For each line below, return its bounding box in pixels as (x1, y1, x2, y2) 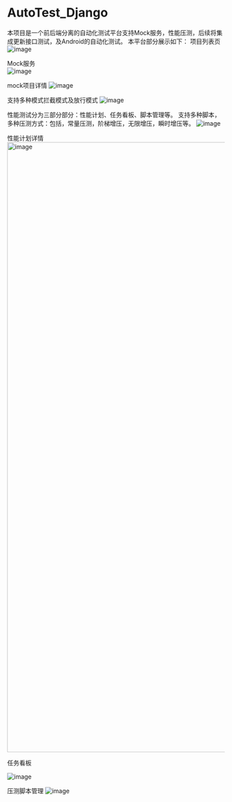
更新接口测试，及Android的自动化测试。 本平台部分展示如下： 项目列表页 (12, 37, 221, 46)
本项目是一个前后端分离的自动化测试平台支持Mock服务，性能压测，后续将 (7, 28, 217, 37)
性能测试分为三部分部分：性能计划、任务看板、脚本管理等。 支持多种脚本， (7, 111, 221, 119)
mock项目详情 (7, 81, 48, 89)
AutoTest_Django (7, 5, 108, 21)
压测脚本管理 (7, 786, 43, 795)
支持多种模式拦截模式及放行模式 (7, 95, 98, 104)
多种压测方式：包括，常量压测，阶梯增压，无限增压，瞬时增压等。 (7, 119, 195, 127)
